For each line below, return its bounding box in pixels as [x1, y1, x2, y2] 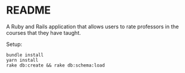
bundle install [6, 52, 44, 58]
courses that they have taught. [6, 29, 81, 36]
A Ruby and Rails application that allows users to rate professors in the [6, 23, 179, 30]
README [6, 4, 51, 17]
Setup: [6, 41, 23, 48]
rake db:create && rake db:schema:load [6, 62, 105, 68]
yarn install [6, 57, 39, 63]
